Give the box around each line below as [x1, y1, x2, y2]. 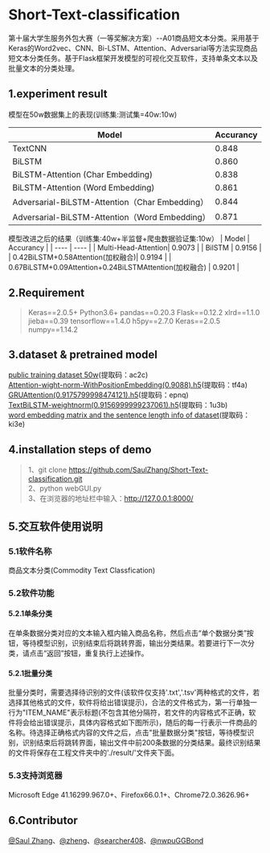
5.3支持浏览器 [8, 770, 63, 781]
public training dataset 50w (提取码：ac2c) [8, 370, 149, 379]
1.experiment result [8, 87, 108, 101]
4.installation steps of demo [8, 442, 152, 456]
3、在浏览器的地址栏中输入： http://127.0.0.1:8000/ [27, 494, 194, 503]
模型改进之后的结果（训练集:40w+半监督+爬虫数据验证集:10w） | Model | [8, 233, 251, 243]
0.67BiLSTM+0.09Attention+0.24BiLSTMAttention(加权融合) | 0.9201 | [8, 262, 239, 272]
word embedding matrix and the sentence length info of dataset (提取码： [8, 410, 251, 420]
